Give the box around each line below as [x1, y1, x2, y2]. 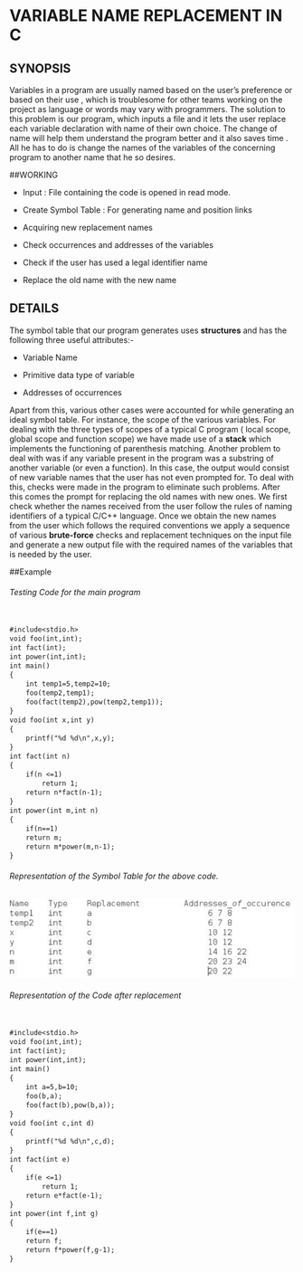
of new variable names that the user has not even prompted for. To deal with [9, 471, 294, 482]
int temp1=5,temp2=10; [25, 679, 111, 688]
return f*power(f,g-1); [25, 1245, 116, 1254]
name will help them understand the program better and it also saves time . [9, 133, 289, 143]
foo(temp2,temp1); [25, 688, 95, 698]
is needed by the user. [9, 548, 92, 559]
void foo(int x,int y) [9, 716, 95, 725]
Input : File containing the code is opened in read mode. [22, 187, 231, 197]
